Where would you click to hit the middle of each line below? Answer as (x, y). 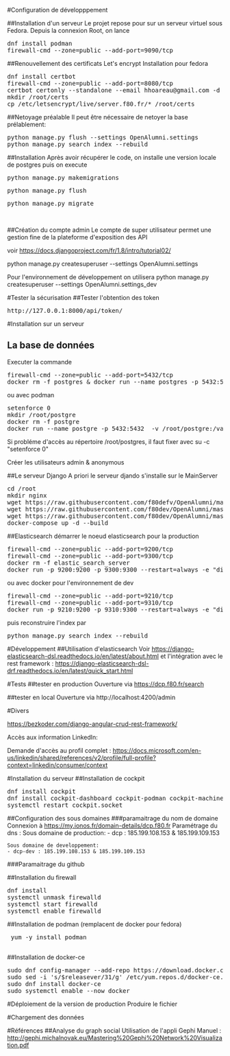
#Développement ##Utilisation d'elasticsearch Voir (79, 648)
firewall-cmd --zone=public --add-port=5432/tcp (90, 375)
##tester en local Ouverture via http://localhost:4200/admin (91, 697)
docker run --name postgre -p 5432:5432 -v (83, 429)
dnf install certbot (42, 77)
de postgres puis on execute (47, 165)
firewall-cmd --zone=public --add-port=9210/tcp (90, 596)
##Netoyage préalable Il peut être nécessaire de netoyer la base (98, 117)
